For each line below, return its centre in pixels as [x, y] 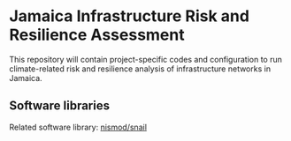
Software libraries [60, 106]
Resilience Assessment [97, 35]
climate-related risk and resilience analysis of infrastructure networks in [140, 69]
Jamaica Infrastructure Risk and [130, 16]
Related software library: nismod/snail [78, 127]
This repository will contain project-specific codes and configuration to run [146, 59]
